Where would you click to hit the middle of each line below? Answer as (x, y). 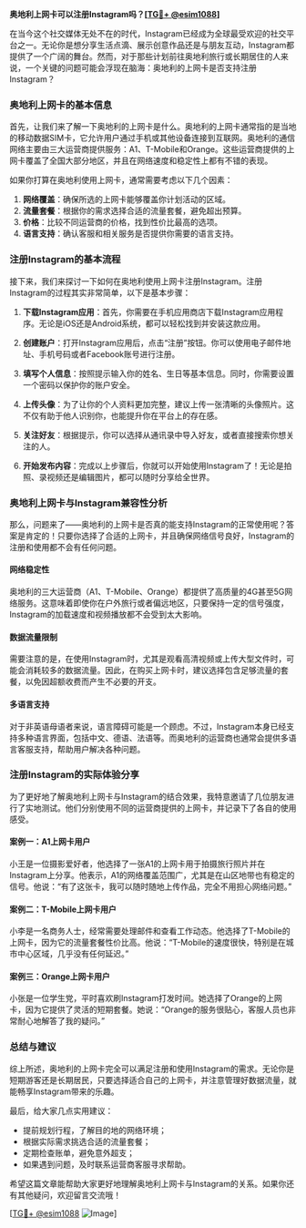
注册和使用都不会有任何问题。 (65, 547)
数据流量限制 (33, 637)
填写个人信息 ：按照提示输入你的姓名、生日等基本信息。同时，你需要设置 (158, 374)
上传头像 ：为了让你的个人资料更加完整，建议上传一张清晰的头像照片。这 (158, 404)
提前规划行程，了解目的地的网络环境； (94, 1130)
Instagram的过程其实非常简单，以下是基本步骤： (100, 292)
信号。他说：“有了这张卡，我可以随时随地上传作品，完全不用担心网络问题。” (151, 886)
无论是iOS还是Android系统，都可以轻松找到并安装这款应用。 (152, 323)
